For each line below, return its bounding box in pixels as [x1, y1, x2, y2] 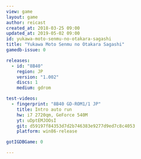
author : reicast [6, 19, 46, 25]
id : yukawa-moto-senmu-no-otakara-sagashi [6, 36, 112, 42]
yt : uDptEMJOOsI [16, 117, 57, 124]
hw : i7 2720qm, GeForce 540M [16, 112, 88, 118]
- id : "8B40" [11, 63, 43, 69]
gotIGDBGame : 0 [6, 139, 43, 145]
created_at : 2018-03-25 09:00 [6, 25, 80, 31]
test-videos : [6, 95, 38, 102]
